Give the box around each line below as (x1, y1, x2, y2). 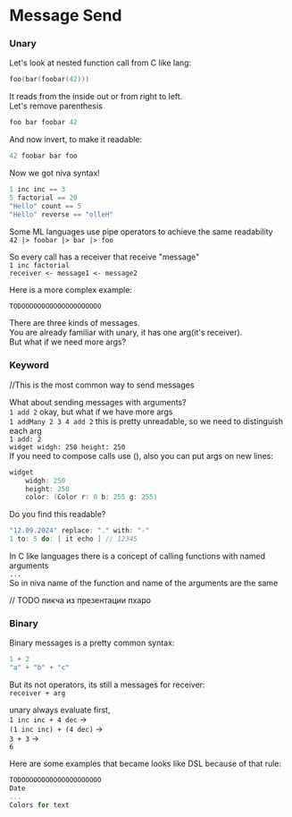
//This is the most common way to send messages (9, 379, 195, 390)
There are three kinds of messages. (9, 318, 140, 328)
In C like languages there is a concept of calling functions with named (9, 551, 266, 562)
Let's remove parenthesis (9, 100, 103, 112)
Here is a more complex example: (9, 284, 132, 295)
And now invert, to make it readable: (9, 134, 143, 145)
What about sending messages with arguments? (9, 396, 187, 407)
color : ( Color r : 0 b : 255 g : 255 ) (25, 493, 158, 502)
